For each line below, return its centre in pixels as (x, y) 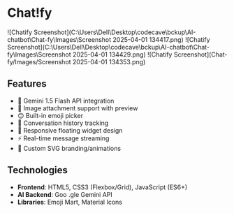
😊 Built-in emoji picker (50, 115)
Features (27, 84)
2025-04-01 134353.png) (109, 61)
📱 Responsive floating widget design (70, 130)
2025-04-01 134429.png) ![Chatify (122, 54)
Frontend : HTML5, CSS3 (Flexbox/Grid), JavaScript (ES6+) (102, 187)
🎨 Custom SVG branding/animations (69, 148)
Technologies (38, 170)
